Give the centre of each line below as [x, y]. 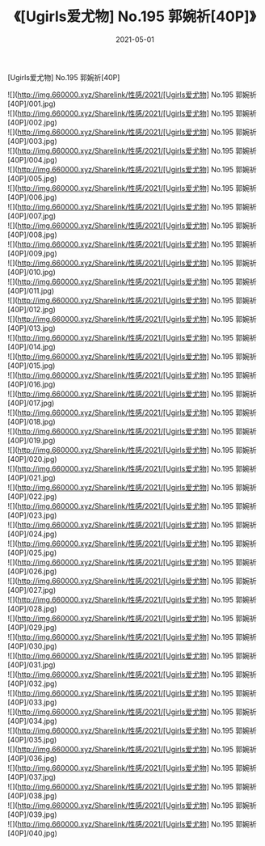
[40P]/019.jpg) [32, 440]
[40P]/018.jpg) [32, 421]
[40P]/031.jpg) [32, 665]
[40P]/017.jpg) [31, 403]
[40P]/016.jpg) [32, 384]
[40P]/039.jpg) [32, 814]
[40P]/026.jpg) [32, 571]
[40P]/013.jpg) [32, 328]
